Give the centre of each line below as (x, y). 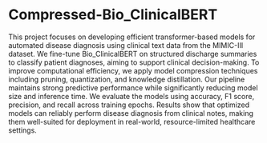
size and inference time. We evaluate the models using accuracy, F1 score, (131, 96)
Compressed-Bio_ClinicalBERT (113, 15)
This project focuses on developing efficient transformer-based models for (132, 37)
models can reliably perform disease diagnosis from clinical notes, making (131, 113)
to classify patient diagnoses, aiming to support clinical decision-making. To (134, 62)
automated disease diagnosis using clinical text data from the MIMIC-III (126, 45)
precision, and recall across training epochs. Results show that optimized (129, 105)
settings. (23, 130)
